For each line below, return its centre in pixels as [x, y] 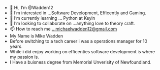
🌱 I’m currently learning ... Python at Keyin [52, 18]
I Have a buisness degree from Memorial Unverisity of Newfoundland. [80, 62]
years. [16, 46]
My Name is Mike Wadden [36, 36]
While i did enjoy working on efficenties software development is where [82, 52]
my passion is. [24, 57]
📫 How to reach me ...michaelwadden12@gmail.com [63, 29]
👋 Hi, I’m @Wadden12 [31, 8]
